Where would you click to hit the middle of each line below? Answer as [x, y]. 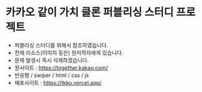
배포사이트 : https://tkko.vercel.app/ [58, 82]
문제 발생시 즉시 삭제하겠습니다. [51, 60]
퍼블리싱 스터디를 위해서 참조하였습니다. [61, 45]
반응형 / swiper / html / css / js [52, 75]
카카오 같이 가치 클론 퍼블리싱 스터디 [90, 12]
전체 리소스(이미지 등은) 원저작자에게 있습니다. [69, 52]
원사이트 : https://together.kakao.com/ [61, 67]
